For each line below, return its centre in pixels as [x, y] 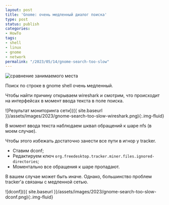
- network [16, 57]
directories [25, 162]
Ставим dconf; [28, 151]
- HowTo [13, 33]
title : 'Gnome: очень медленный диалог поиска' [56, 15]
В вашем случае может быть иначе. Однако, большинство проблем [79, 177]
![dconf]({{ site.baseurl [29, 192]
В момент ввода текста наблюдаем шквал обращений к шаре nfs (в [78, 126]
